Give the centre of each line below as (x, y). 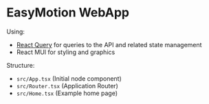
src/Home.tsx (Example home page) (67, 93)
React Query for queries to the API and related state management (109, 44)
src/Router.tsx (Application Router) (67, 86)
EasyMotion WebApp (68, 13)
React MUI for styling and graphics (66, 52)
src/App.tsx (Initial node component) (69, 78)
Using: (16, 31)
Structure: (21, 65)
